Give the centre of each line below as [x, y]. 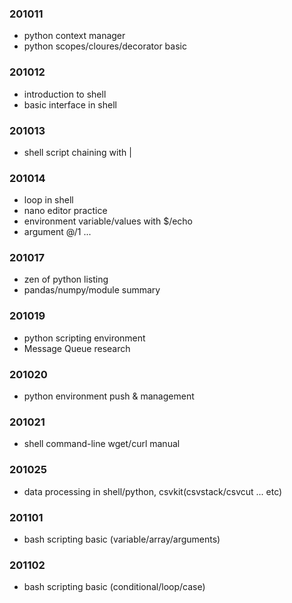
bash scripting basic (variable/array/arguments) [122, 539]
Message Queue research [77, 348]
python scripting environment [84, 338]
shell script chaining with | [77, 152]
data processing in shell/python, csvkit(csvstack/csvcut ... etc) [153, 491]
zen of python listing [66, 279]
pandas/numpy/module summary [92, 290]
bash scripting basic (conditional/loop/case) [114, 587]
